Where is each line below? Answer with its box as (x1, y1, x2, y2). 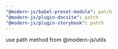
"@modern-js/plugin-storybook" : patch (5, 20, 104, 26)
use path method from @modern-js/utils (5, 36, 107, 44)
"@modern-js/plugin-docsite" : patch (5, 14, 99, 20)
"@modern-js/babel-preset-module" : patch (5, 8, 113, 15)
